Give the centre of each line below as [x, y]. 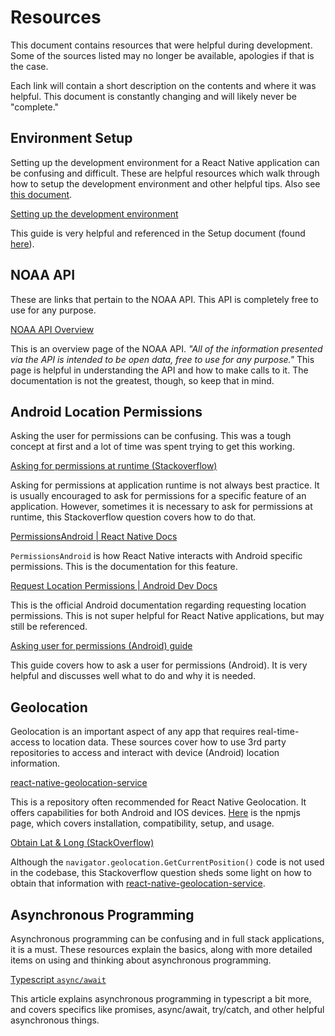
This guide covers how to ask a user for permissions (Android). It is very [159, 665]
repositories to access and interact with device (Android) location [145, 753]
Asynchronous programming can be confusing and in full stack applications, [167, 939]
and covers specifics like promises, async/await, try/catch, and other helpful [167, 1009]
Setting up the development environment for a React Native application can [165, 162]
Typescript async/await [58, 979]
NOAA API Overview [52, 329]
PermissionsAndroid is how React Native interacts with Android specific [156, 556]
